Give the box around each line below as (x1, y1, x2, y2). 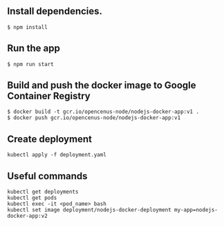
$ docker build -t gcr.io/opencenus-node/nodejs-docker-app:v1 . (7, 108, 199, 116)
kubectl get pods (7, 194, 57, 202)
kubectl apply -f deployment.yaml (7, 152, 107, 158)
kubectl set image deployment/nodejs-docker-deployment (7, 207, 171, 214)
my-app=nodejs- (174, 207, 218, 214)
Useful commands (7, 170, 88, 182)
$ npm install (7, 23, 48, 30)
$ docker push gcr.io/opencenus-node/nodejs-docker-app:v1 (7, 114, 181, 121)
